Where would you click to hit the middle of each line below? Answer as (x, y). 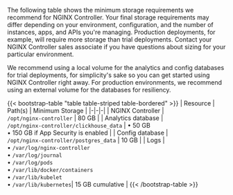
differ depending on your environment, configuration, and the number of (110, 25)
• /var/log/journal (35, 155)
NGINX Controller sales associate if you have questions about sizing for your (116, 47)
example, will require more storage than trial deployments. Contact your (110, 40)
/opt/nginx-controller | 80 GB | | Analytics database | (85, 118)
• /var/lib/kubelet (35, 177)
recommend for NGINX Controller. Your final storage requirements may (108, 17)
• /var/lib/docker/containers (50, 170)
